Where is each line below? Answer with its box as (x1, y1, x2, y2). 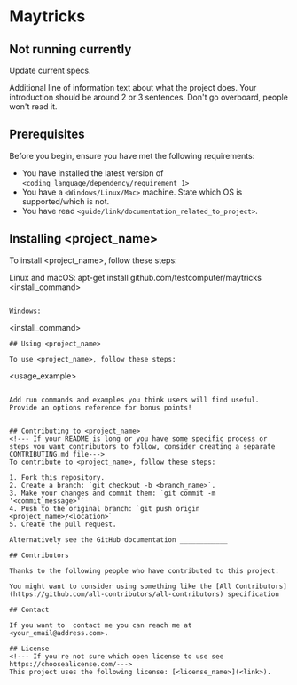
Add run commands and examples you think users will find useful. (9, 395, 260, 404)
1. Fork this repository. (9, 473, 105, 482)
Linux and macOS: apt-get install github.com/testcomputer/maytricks (9, 272, 262, 283)
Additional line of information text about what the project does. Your (9, 83, 257, 92)
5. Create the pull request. (9, 520, 117, 529)
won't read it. (9, 101, 58, 112)
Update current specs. (9, 65, 91, 76)
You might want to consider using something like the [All (9, 582, 232, 591)
